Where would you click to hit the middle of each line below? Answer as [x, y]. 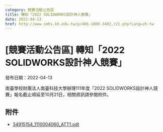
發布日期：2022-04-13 [29, 78]
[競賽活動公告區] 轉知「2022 [65, 50]
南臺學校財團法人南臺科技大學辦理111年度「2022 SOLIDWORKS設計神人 [79, 88]
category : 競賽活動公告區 [30, 10]
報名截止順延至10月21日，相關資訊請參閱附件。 [63, 95]
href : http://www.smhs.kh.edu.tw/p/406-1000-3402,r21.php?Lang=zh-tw [80, 24]
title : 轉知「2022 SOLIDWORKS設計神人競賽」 [49, 15]
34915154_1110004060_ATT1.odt [46, 124]
